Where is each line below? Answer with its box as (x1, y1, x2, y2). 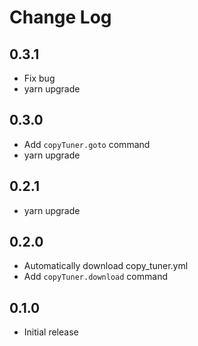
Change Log (9, 6, 112, 29)
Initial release (23, 326, 79, 338)
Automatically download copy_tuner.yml (23, 260, 189, 272)
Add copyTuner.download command (23, 271, 168, 283)
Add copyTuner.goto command (23, 138, 151, 150)
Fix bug (23, 72, 56, 84)
